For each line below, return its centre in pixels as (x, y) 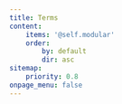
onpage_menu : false (46, 85)
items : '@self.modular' (70, 34)
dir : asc (58, 60)
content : (26, 26)
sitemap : (26, 69)
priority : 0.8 (52, 77)
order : (38, 43)
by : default (65, 52)
